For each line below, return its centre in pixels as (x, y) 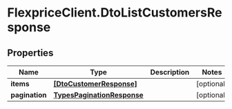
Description (170, 72)
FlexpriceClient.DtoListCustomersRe (115, 13)
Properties (30, 53)
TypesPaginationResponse (98, 95)
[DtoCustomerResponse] (96, 84)
